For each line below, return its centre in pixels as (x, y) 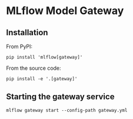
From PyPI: (19, 46)
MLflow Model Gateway (65, 11)
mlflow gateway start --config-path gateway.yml (67, 110)
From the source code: (34, 68)
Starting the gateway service (60, 97)
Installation (27, 33)
